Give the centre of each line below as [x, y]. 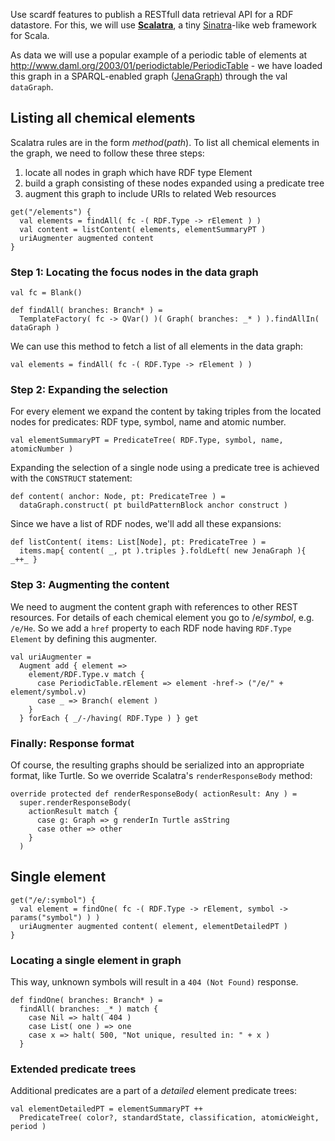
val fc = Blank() [46, 293]
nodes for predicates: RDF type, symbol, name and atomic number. [148, 422]
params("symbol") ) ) [55, 917]
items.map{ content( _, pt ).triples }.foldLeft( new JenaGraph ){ [163, 551]
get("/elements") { [51, 212]
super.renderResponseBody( [75, 803]
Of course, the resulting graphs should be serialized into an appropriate [157, 765]
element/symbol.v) [48, 692]
